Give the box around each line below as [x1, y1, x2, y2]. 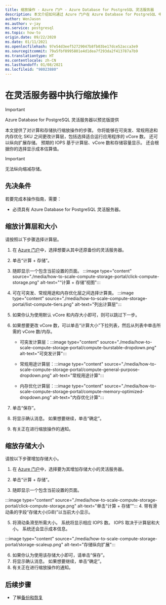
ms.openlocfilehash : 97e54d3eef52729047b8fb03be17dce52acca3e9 [5, 44, 138, 49]
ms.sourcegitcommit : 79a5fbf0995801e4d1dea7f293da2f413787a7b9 [5, 48, 138, 53]
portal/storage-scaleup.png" [5, 542, 63, 548]
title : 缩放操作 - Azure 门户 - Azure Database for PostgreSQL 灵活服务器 [5, 7, 154, 12]
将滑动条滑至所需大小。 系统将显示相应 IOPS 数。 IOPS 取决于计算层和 [12, 520, 156, 526]
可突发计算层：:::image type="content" [19, 339, 99, 345]
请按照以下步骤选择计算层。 [5, 236, 62, 242]
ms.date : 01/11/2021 [5, 40, 48, 45]
